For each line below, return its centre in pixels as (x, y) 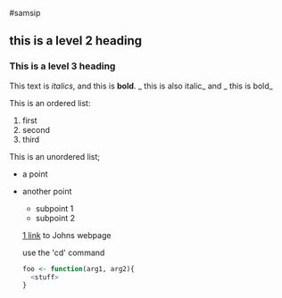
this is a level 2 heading (76, 41)
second (36, 129)
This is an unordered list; (55, 156)
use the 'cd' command (63, 252)
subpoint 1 (54, 208)
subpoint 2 (55, 218)
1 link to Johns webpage (66, 235)
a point (35, 174)
